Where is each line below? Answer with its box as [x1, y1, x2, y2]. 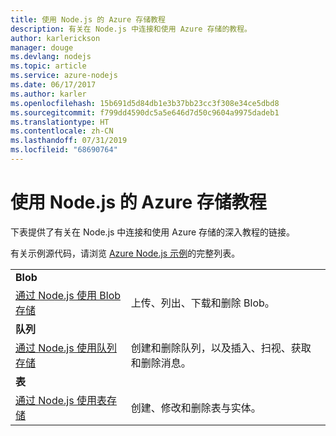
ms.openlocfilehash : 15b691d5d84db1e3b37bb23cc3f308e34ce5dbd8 [10, 98, 280, 108]
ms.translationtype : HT [10, 117, 110, 127]
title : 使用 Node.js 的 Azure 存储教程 [10, 14, 166, 25]
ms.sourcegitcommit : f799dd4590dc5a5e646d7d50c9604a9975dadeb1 [10, 107, 280, 118]
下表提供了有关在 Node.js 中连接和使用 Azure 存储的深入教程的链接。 [10, 226, 296, 238]
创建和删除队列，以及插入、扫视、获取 [130, 341, 312, 355]
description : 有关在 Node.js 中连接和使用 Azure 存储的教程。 [10, 24, 252, 34]
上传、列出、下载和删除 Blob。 [130, 296, 275, 310]
